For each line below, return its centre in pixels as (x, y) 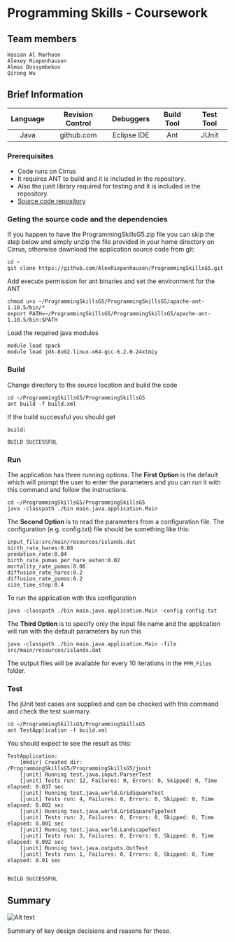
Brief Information (45, 95)
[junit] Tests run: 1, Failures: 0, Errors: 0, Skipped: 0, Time (117, 854)
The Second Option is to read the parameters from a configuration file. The (116, 521)
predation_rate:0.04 (37, 554)
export (17, 314)
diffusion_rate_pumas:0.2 (45, 579)
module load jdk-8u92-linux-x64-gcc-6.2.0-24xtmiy (83, 352)
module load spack (34, 346)
